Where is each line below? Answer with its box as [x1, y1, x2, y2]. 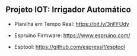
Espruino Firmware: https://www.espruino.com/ [14, 32, 130, 39]
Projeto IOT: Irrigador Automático [5, 5, 131, 15]
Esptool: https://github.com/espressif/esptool [14, 43, 125, 50]
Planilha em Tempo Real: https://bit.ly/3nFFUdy [14, 20, 130, 27]
